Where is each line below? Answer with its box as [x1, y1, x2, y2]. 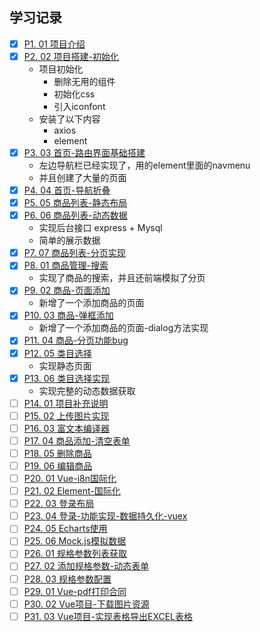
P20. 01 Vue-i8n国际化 [23, 473, 117, 484]
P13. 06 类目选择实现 [23, 372, 111, 384]
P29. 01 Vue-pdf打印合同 [23, 585, 127, 597]
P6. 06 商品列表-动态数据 [23, 209, 128, 222]
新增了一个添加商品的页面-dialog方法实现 [38, 322, 209, 334]
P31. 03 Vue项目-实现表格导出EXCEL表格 [23, 610, 194, 622]
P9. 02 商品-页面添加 [23, 284, 111, 297]
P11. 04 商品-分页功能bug [23, 334, 129, 347]
